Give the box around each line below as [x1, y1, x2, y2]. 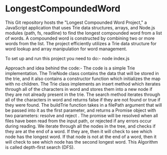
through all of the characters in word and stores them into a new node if [5, 86, 153, 92]
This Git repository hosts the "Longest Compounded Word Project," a [5, 19, 147, 25]
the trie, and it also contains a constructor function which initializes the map [5, 76, 161, 81]
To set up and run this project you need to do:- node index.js [5, 55, 130, 61]
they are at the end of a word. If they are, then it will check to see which [5, 128, 153, 134]
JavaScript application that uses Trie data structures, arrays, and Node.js [5, 24, 156, 30]
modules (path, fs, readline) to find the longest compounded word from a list [5, 30, 162, 36]
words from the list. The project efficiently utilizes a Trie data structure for [5, 40, 157, 46]
